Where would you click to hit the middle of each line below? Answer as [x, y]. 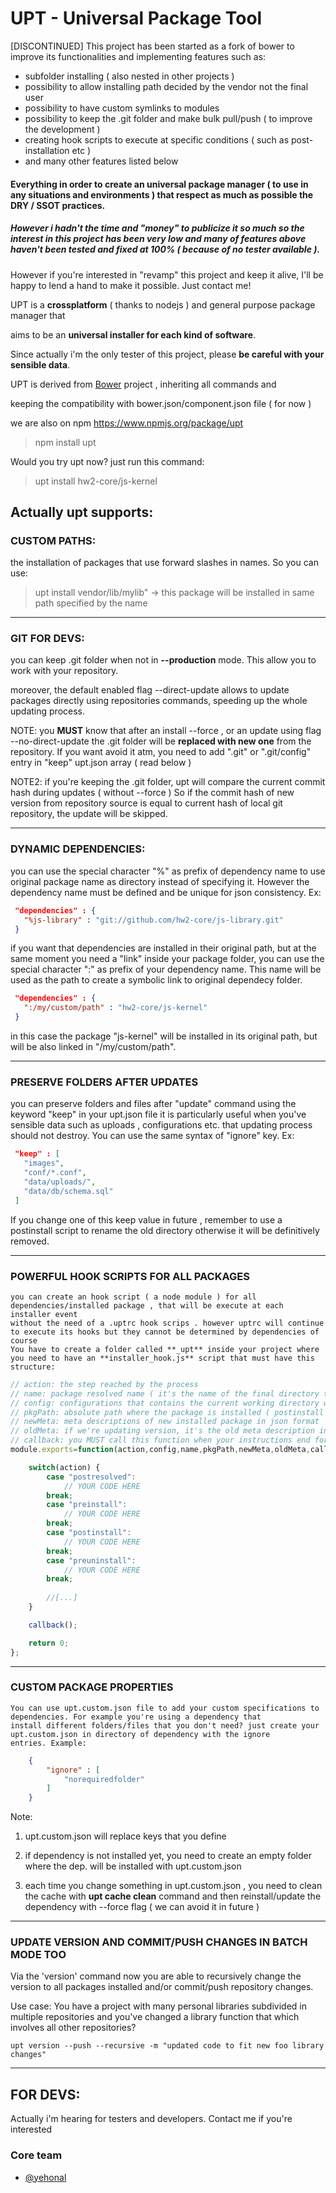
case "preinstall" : [87, 1505]
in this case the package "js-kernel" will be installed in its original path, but [164, 1036]
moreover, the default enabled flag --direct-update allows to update [150, 690]
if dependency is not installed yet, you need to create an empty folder [168, 1856]
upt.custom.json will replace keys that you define [125, 1836]
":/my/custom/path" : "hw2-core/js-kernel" [115, 1008]
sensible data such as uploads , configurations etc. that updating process [161, 1125]
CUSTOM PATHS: [53, 540]
